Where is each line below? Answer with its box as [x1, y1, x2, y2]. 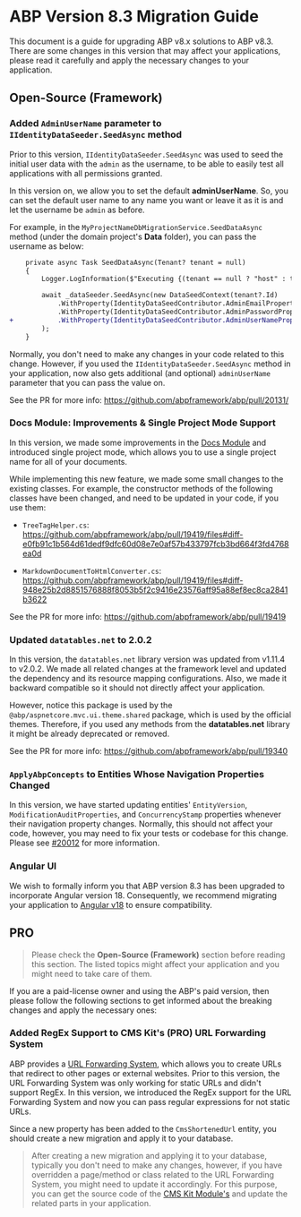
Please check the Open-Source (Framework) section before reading [30, 949, 286, 960]
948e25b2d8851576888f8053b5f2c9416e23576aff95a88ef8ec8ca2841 [21, 584, 288, 595]
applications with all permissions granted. [9, 167, 163, 178]
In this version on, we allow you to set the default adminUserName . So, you [9, 185, 289, 196]
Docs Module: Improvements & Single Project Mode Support [9, 416, 276, 429]
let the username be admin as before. [9, 204, 145, 215]
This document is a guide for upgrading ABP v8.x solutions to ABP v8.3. [9, 36, 274, 47]
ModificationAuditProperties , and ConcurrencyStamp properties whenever [9, 809, 282, 820]
